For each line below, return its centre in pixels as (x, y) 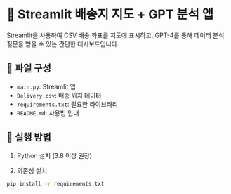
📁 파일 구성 (29, 69)
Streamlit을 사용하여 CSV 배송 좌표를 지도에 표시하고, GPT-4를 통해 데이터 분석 (115, 35)
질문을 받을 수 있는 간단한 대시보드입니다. (63, 44)
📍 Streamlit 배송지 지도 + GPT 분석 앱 (110, 14)
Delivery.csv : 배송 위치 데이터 (59, 95)
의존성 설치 (32, 170)
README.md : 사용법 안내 (48, 112)
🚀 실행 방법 (29, 137)
